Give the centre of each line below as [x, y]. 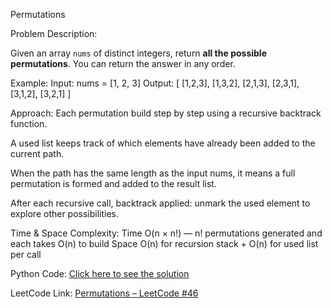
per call [26, 254]
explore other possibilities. [65, 213]
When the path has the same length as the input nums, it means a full [153, 173]
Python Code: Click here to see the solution [100, 273]
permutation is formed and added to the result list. [113, 183]
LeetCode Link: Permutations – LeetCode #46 [104, 293]
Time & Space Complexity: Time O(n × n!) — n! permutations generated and [166, 233]
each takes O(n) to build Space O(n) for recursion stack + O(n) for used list [164, 243]
